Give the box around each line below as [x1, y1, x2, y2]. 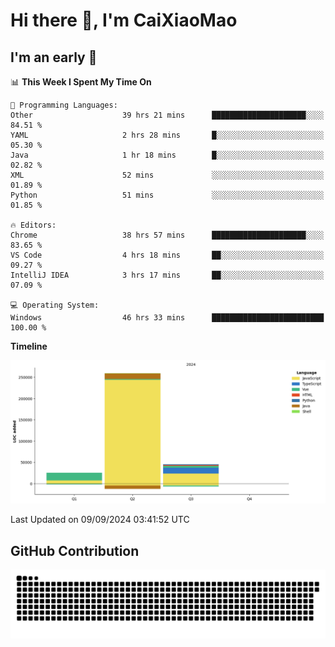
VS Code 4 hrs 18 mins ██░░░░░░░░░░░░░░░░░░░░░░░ [10, 250, 325, 260]
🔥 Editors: [10, 220, 57, 230]
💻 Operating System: [10, 300, 100, 310]
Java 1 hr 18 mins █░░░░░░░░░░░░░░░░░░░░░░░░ [10, 150, 325, 160]
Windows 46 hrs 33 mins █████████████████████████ [10, 313, 325, 323]
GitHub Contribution [10, 542, 140, 559]
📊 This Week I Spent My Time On [10, 76, 152, 88]
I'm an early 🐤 [10, 49, 98, 66]
